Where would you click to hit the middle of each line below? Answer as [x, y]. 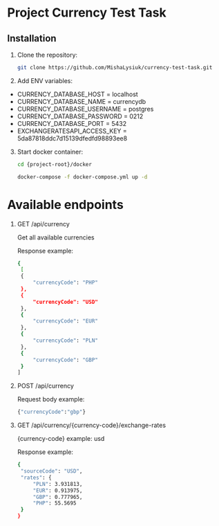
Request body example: [51, 399]
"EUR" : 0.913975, [58, 490]
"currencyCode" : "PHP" [65, 283]
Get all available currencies [56, 237]
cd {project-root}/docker [54, 164]
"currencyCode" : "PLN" [65, 341]
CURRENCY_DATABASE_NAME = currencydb [82, 101]
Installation [32, 38]
